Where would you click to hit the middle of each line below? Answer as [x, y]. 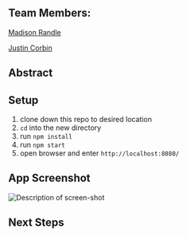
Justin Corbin [31, 48]
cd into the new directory [60, 128]
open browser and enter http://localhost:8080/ [99, 153]
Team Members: [50, 13]
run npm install [46, 136]
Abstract [31, 73]
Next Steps [36, 223]
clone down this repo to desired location [86, 120]
